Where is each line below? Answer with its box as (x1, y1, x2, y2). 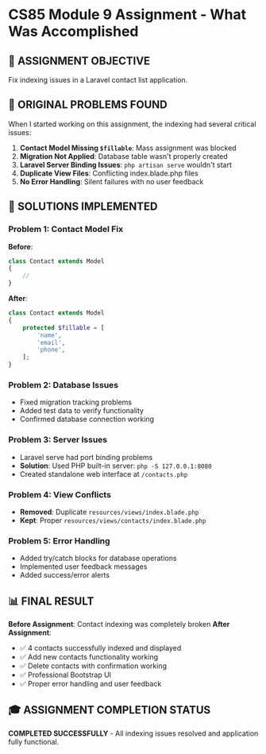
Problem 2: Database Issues (8, 379, 119, 390)
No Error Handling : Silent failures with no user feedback (19, 176, 204, 186)
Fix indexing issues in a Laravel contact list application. (8, 75, 188, 84)
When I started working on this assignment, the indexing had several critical (8, 119, 256, 129)
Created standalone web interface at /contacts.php (19, 469, 188, 478)
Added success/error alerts (19, 570, 110, 580)
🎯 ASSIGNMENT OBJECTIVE (8, 54, 151, 68)
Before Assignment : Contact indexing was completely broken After (8, 620, 230, 628)
